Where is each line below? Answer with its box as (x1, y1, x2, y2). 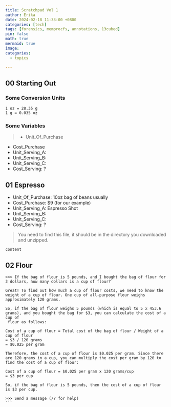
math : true (5, 36, 29, 42)
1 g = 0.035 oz (5, 110, 38, 116)
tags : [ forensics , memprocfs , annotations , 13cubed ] (5, 27, 120, 32)
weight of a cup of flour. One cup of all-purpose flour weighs (5, 292, 145, 298)
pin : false (5, 31, 29, 36)
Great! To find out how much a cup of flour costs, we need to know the (5, 288, 164, 293)
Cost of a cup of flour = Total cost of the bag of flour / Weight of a (5, 328, 164, 334)
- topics (10, 55, 29, 61)
